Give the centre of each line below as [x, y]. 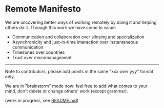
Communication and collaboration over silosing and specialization [78, 37]
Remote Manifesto [43, 9]
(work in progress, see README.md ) [42, 100]
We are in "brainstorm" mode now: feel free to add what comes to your [76, 86]
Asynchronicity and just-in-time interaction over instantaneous [75, 42]
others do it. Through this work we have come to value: [61, 27]
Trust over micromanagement [42, 57]
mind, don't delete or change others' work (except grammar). [67, 91]
